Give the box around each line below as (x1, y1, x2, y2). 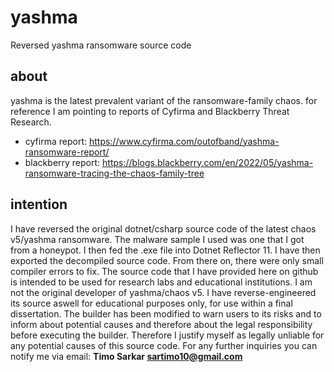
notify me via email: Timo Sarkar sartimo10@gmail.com (10, 350, 243, 362)
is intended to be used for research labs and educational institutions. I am (10, 276, 313, 288)
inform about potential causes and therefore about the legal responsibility (10, 318, 313, 330)
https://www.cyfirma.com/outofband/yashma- (88, 135, 280, 147)
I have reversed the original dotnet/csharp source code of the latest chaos (10, 222, 317, 235)
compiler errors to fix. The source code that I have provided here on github (10, 265, 319, 277)
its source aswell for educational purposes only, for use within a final (10, 297, 293, 309)
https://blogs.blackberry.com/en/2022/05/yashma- (102, 156, 314, 168)
